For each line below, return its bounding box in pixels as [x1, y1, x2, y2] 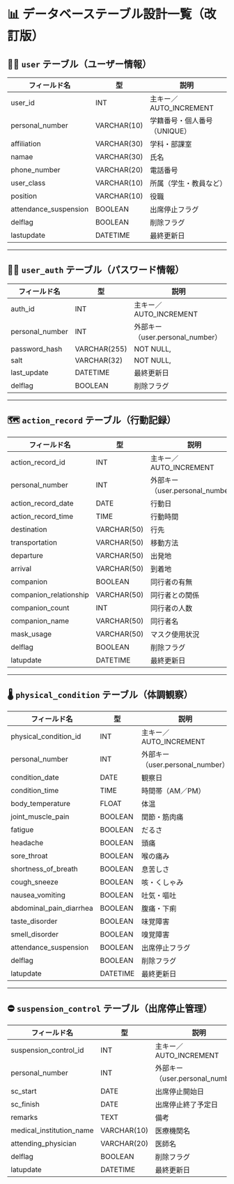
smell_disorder [10, 929, 59, 939]
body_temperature [10, 799, 71, 809]
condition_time [10, 786, 59, 796]
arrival [10, 563, 32, 573]
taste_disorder [10, 916, 58, 926]
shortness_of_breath [10, 864, 78, 874]
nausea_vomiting [10, 890, 66, 900]
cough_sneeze [10, 877, 59, 887]
